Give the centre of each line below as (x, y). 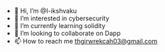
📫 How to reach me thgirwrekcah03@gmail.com (86, 41)
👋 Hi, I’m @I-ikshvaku (45, 11)
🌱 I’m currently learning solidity (60, 26)
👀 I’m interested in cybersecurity (62, 18)
